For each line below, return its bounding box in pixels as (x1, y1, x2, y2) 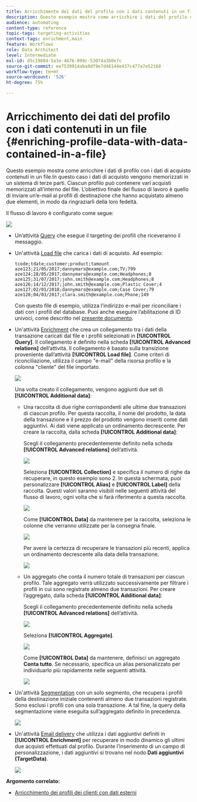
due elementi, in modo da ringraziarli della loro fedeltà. (6, 198, 138, 205)
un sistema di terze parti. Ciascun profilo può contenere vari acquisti (6, 179, 172, 186)
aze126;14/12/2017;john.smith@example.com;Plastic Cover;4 (14, 281, 162, 287)
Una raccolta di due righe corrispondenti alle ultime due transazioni (23, 403, 186, 410)
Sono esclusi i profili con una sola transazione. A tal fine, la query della (14, 702, 186, 709)
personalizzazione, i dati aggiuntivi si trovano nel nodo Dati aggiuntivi (14, 749, 184, 756)
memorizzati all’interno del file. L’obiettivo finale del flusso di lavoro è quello (6, 186, 189, 193)
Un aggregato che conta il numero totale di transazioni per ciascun (23, 573, 185, 580)
